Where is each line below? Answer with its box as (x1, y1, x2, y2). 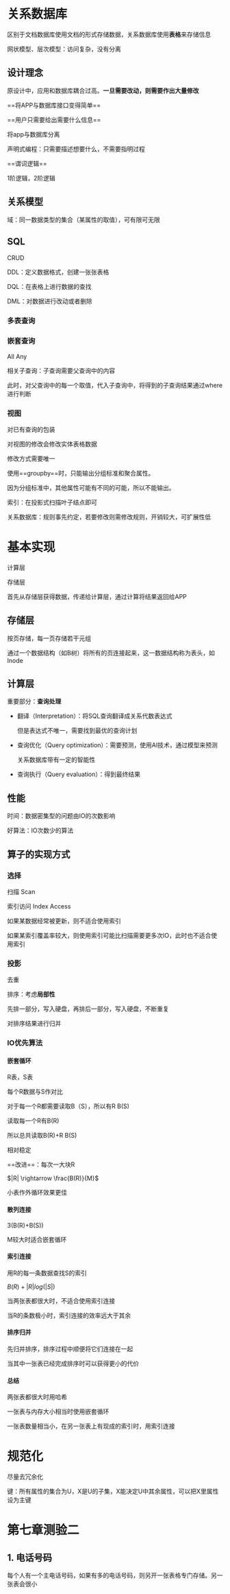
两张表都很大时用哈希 (7, 1393, 67, 1401)
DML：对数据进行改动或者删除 (7, 297, 92, 305)
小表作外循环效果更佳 (7, 1188, 67, 1197)
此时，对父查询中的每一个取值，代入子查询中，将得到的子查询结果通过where (7, 381, 223, 389)
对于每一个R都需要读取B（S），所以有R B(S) (7, 1102, 130, 1110)
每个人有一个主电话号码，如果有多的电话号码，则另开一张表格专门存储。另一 (7, 1571, 223, 1580)
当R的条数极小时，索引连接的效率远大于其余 (7, 1311, 131, 1320)
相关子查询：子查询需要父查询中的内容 (7, 366, 115, 375)
